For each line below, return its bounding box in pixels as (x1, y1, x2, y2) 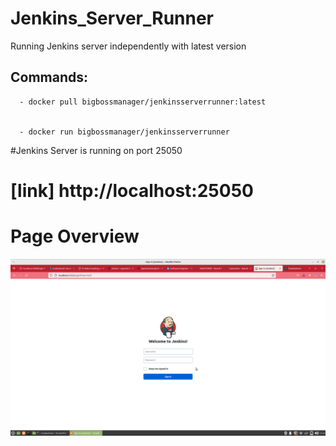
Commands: (10, 69, 89, 86)
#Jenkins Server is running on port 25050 (10, 144, 183, 156)
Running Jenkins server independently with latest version (10, 40, 247, 52)
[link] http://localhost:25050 (10, 179, 254, 202)
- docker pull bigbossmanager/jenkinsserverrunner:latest (19, 97, 267, 107)
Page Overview (10, 225, 140, 248)
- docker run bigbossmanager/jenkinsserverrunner (19, 127, 230, 137)
